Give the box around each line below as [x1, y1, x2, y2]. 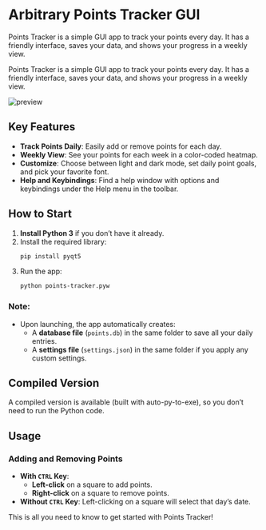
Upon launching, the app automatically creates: [19, 319, 176, 329]
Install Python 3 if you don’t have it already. [19, 228, 165, 237]
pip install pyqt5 [19, 252, 81, 261]
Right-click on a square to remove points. [31, 488, 169, 498]
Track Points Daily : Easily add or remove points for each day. [19, 141, 222, 151]
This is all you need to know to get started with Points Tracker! [8, 512, 213, 522]
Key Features [8, 120, 76, 133]
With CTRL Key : [19, 472, 69, 481]
